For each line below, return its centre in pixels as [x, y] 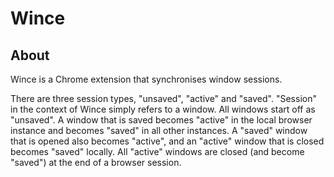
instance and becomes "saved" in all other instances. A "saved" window [159, 130]
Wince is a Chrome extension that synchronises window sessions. [146, 79]
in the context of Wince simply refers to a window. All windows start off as [163, 109]
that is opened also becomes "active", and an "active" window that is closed [167, 141]
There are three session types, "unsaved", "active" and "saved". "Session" [163, 98]
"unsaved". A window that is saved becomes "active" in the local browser [161, 120]
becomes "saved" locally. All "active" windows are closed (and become [157, 151]
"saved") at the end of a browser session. [96, 162]
